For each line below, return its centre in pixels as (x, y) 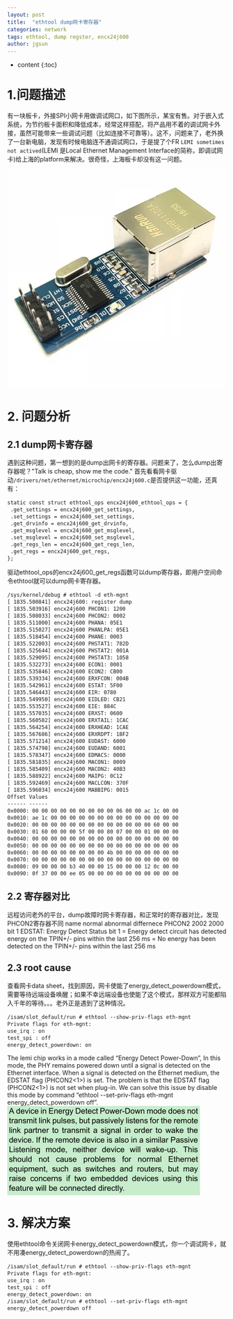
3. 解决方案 (39, 1223)
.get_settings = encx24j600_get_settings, (73, 510)
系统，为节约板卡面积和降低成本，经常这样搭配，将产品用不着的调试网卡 (111, 125)
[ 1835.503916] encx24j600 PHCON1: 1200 (67, 609)
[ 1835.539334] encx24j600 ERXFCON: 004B (68, 679)
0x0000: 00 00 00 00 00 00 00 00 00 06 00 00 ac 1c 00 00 (93, 811)
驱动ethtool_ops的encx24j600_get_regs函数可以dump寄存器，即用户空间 (112, 572)
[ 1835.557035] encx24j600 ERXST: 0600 (65, 714)
